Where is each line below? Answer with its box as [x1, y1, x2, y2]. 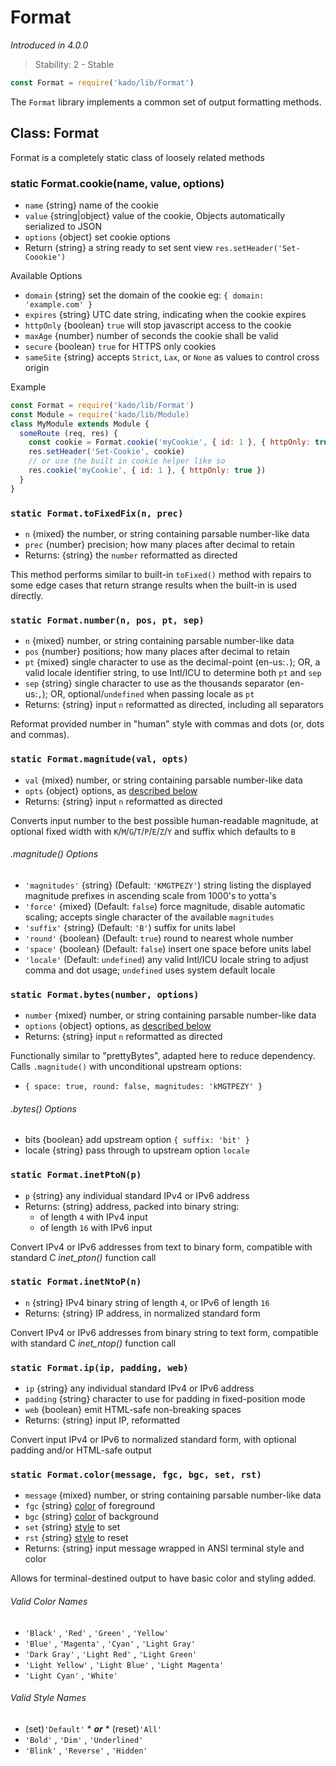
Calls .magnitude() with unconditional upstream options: [10, 1061, 242, 1073]
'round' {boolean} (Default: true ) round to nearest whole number [24, 932, 294, 944]
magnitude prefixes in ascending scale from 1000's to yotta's [24, 889, 277, 901]
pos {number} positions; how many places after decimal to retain [24, 646, 291, 658]
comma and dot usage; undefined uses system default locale [24, 964, 276, 976]
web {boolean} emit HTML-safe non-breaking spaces [24, 1404, 242, 1416]
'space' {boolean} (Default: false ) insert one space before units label [24, 942, 312, 955]
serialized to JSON [24, 220, 102, 232]
